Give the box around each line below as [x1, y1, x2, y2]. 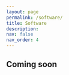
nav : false [6, 31, 34, 37]
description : [6, 25, 39, 32]
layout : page [6, 8, 39, 15]
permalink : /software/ [6, 15, 63, 21]
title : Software [6, 20, 47, 26]
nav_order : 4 [6, 37, 39, 43]
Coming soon [6, 59, 58, 70]
